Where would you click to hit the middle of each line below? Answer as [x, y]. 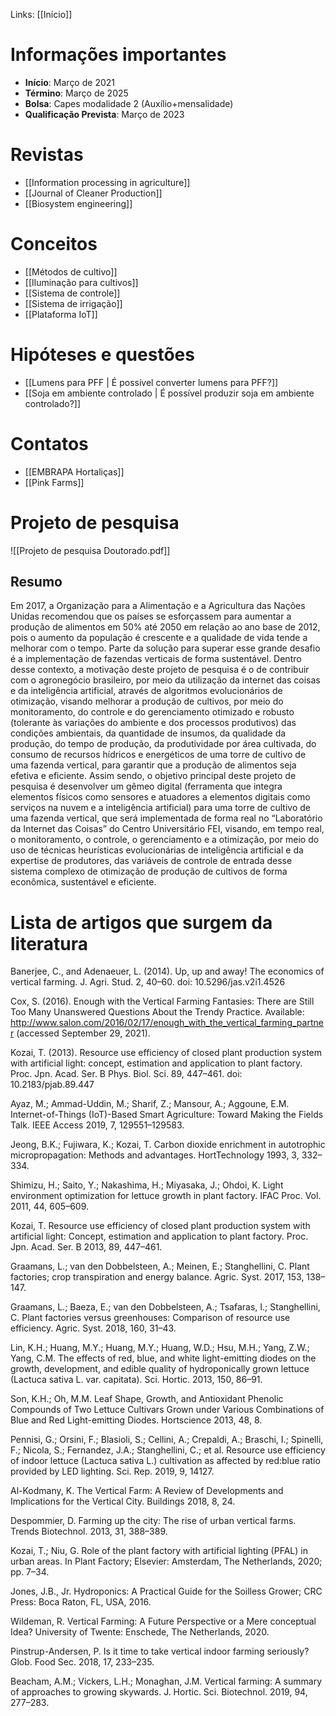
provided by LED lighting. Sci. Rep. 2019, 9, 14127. [112, 1471]
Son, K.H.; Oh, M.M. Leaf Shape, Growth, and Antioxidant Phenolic [147, 1399]
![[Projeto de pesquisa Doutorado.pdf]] [90, 550]
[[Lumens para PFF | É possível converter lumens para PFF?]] [151, 382]
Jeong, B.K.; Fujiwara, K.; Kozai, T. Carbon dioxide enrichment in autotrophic [168, 1145]
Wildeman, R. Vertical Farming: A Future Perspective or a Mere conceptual [163, 1621]
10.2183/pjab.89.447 [52, 1085]
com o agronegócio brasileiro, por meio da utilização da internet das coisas [165, 680]
